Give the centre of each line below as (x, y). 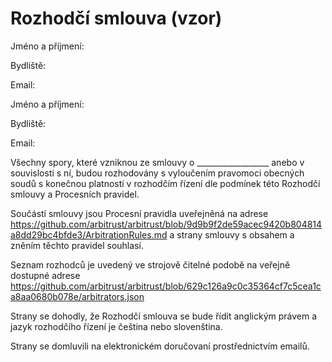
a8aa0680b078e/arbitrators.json (77, 296)
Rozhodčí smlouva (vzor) (116, 18)
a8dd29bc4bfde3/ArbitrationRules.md (89, 234)
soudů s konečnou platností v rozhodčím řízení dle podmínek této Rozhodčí (165, 183)
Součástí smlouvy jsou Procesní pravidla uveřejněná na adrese (139, 213)
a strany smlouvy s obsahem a (232, 234)
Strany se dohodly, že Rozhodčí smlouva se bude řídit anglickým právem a (164, 316)
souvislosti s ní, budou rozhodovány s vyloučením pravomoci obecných (157, 173)
